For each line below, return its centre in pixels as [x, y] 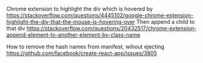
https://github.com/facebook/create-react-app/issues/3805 [82, 53]
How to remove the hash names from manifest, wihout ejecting [85, 46]
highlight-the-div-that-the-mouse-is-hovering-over [71, 22]
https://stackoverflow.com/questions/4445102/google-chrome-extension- [100, 15]
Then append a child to [166, 22]
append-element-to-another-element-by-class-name [73, 35]
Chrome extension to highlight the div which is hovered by [79, 9]
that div [16, 28]
